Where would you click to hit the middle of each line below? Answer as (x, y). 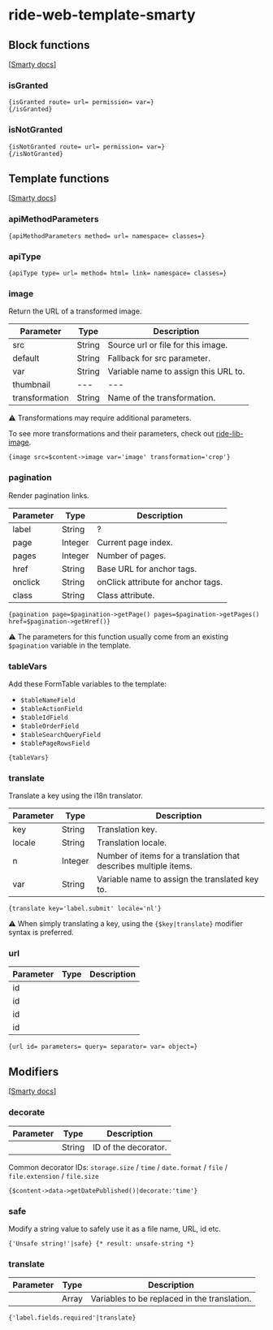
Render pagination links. (49, 495)
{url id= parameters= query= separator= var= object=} (103, 1047)
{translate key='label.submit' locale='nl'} (85, 909)
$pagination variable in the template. (70, 645)
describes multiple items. (145, 866)
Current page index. (135, 542)
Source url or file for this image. (168, 345)
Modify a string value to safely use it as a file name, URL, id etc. (115, 1228)
